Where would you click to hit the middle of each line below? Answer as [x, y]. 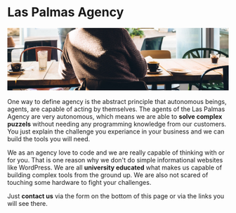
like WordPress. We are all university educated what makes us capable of [115, 168]
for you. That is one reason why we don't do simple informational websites [115, 160]
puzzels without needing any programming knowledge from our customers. [117, 124]
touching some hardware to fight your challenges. [79, 183]
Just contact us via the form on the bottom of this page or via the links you [116, 196]
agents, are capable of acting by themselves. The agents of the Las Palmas [116, 109]
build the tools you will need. [49, 139]
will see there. [27, 204]
